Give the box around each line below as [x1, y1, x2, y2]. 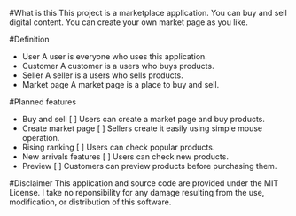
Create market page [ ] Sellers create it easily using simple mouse [21, 123, 263, 134]
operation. [21, 133, 60, 143]
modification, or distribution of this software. [9, 197, 172, 207]
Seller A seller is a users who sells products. [21, 70, 183, 81]
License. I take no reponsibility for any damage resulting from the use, [9, 188, 265, 197]
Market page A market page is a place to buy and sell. [21, 80, 220, 89]
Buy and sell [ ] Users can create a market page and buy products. [21, 114, 266, 124]
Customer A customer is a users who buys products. [21, 61, 214, 71]
